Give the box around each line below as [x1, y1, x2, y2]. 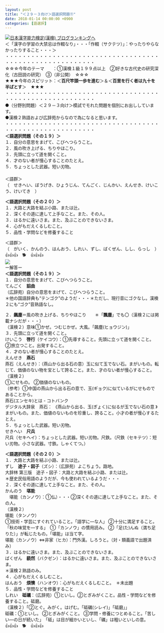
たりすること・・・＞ [13, 47, 57, 53]
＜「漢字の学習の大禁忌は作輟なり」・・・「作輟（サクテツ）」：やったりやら [5, 41, 155, 47]
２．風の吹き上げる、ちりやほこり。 [5, 145, 78, 151]
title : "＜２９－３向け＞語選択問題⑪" [5, 12, 76, 17]
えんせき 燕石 [5, 355, 35, 361]
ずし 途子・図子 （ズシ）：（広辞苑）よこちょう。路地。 [5, 463, 116, 469]
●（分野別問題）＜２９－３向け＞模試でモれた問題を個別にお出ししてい [5, 103, 150, 108]
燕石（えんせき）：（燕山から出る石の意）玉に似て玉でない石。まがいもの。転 [5, 361, 159, 367]
